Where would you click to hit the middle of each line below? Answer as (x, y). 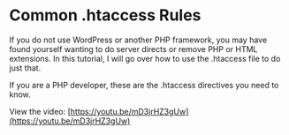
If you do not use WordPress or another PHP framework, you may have (138, 40)
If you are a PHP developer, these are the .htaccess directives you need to (144, 85)
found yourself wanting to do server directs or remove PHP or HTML (133, 49)
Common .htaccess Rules (105, 15)
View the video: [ (40, 111)
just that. (25, 68)
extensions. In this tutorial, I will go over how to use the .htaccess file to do (145, 58)
